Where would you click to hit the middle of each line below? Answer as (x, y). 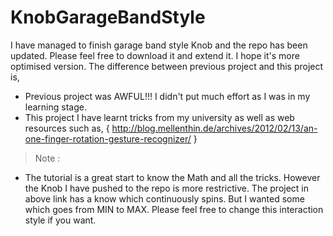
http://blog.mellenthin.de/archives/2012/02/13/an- (214, 128)
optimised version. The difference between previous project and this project (167, 66)
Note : (47, 158)
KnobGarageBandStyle (108, 17)
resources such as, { (67, 128)
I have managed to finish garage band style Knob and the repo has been (159, 45)
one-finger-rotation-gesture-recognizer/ (108, 138)
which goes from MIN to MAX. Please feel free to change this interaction (174, 209)
